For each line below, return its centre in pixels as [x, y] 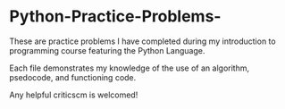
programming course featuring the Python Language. [107, 50]
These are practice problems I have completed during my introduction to [142, 41]
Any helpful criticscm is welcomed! [74, 95]
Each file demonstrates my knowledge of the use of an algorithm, [130, 68]
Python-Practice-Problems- [115, 17]
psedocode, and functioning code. [73, 77]
